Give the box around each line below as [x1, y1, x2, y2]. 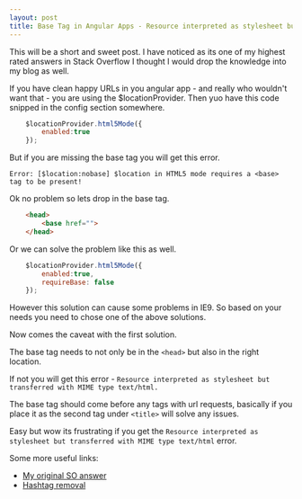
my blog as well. [9, 65, 70, 76]
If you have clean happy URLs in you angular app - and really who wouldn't [9, 83, 288, 94]
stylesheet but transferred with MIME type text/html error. [9, 435, 237, 446]
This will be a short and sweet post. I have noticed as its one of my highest [9, 46, 286, 57]
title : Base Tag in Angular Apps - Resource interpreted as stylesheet [9, 22, 283, 31]
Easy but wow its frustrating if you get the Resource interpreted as [9, 426, 259, 437]
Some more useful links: [9, 453, 99, 464]
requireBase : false [41, 278, 115, 287]
